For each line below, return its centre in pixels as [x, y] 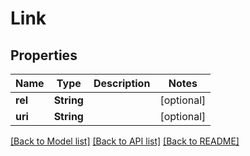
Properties [44, 55]
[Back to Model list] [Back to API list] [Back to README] [125, 141]
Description [122, 83]
